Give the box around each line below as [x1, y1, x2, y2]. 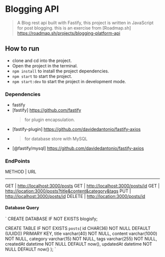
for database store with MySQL [24, 136, 88, 142]
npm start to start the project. [12, 73, 72, 79]
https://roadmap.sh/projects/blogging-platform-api [17, 30, 120, 36]
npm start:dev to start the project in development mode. [12, 78, 126, 84]
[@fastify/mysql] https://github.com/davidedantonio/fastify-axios [12, 145, 144, 151]
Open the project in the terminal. [12, 63, 78, 68]
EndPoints [5, 158, 30, 164]
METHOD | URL [5, 169, 37, 175]
